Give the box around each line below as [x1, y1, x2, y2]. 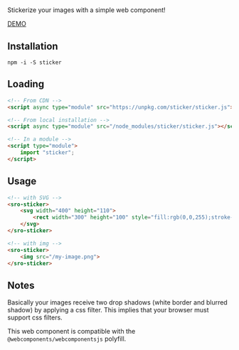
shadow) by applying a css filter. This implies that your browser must [7, 306, 209, 315]
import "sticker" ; [20, 149, 75, 156]
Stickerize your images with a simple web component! [7, 6, 166, 14]
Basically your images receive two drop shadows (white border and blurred [7, 298, 228, 307]
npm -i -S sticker [7, 59, 62, 66]
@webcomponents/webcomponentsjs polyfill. [7, 334, 127, 343]
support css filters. [7, 313, 63, 322]
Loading [7, 78, 45, 90]
